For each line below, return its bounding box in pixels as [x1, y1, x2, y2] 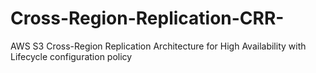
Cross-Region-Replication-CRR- [10, 7, 285, 30]
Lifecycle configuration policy [10, 50, 133, 62]
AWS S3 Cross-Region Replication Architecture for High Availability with [10, 40, 307, 52]
